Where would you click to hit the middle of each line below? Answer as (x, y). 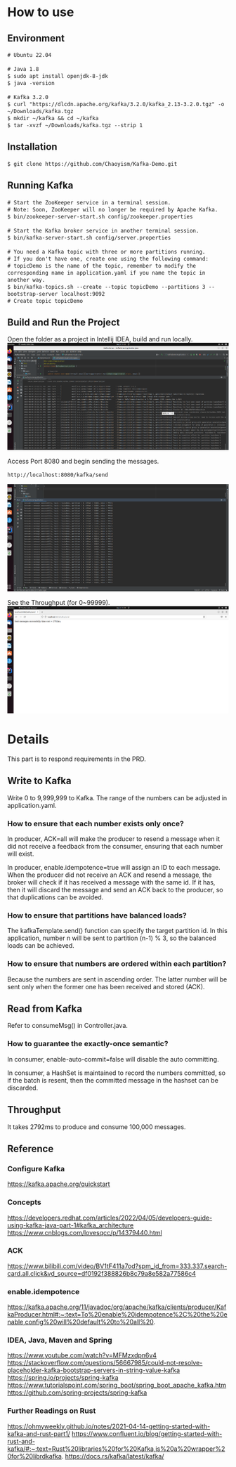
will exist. (21, 854)
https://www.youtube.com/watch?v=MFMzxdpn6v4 (82, 1355)
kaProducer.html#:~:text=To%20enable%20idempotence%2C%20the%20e (117, 1315)
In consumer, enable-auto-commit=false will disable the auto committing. (113, 1059)
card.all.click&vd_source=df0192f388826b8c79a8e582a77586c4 (102, 1273)
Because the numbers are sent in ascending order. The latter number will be (117, 979)
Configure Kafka (36, 1168)
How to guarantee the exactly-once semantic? (88, 1044)
